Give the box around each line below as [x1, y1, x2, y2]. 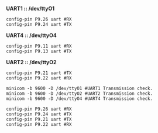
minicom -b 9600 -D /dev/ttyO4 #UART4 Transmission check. [6, 96, 153, 102]
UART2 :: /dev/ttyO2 [6, 59, 57, 65]
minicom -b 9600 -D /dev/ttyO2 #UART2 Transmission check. [6, 91, 153, 97]
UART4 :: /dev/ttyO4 [6, 32, 57, 39]
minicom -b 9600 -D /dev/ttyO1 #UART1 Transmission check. [6, 85, 153, 91]
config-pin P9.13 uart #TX [6, 48, 72, 54]
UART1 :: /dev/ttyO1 [6, 5, 55, 12]
